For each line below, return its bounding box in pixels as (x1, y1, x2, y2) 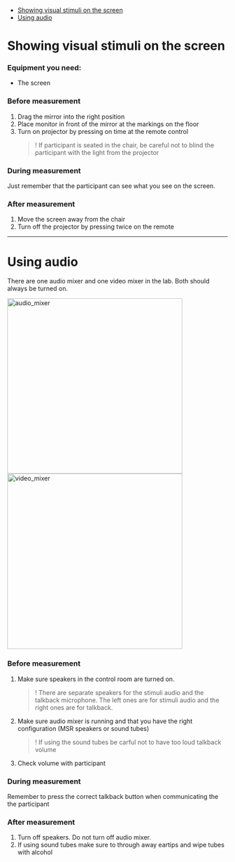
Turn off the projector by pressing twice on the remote (17, 222, 175, 231)
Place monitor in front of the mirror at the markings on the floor (17, 119, 199, 128)
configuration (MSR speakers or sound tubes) (17, 724, 150, 732)
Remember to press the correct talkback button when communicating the (7, 792, 219, 800)
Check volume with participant (17, 759, 106, 767)
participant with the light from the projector (34, 148, 159, 156)
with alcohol (17, 848, 53, 856)
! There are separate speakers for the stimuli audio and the (34, 688, 204, 696)
